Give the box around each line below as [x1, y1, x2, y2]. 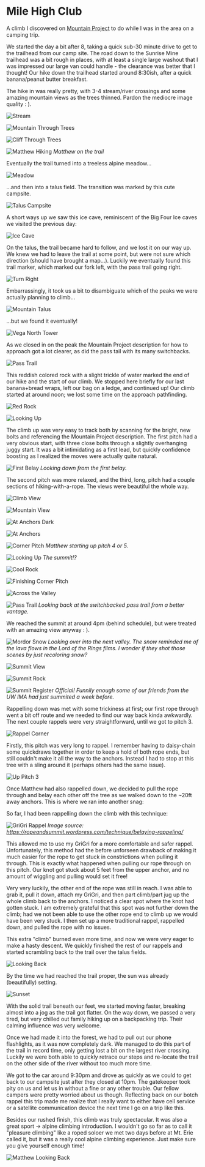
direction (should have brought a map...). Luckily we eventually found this [6, 257, 191, 264]
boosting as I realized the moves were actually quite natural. [6, 452, 157, 460]
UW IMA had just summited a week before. [6, 693, 115, 700]
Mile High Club [6, 4, 82, 18]
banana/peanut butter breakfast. [6, 75, 88, 83]
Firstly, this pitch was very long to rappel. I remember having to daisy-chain [6, 741, 196, 749]
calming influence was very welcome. [6, 1021, 102, 1029]
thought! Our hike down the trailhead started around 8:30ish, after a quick [6, 69, 192, 76]
